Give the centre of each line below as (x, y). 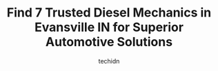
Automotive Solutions (109, 42)
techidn (109, 61)
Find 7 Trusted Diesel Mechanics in (109, 13)
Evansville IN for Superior (109, 27)
